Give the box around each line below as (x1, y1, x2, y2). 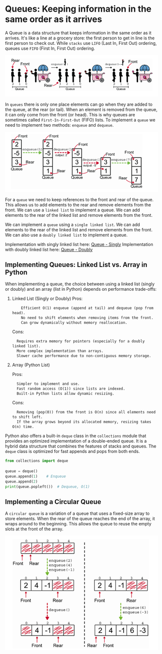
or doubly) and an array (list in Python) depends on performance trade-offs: (5, 286, 157, 292)
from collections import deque (5, 459, 68, 464)
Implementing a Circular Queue (5, 498, 101, 506)
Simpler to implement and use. (16, 381, 80, 387)
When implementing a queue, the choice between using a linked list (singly (5, 281, 155, 287)
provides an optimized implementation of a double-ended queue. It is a (5, 438, 147, 444)
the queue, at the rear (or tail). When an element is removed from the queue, (5, 106, 158, 112)
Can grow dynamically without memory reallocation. (21, 320, 128, 325)
